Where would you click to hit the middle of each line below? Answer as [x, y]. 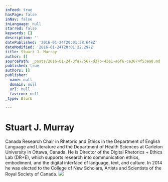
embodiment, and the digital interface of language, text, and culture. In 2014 [84, 163]
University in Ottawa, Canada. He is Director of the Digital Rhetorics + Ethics [84, 152]
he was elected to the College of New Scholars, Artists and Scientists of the [83, 168]
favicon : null [24, 94]
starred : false [21, 29]
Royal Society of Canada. [31, 174]
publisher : [17, 75]
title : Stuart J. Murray [31, 52]
